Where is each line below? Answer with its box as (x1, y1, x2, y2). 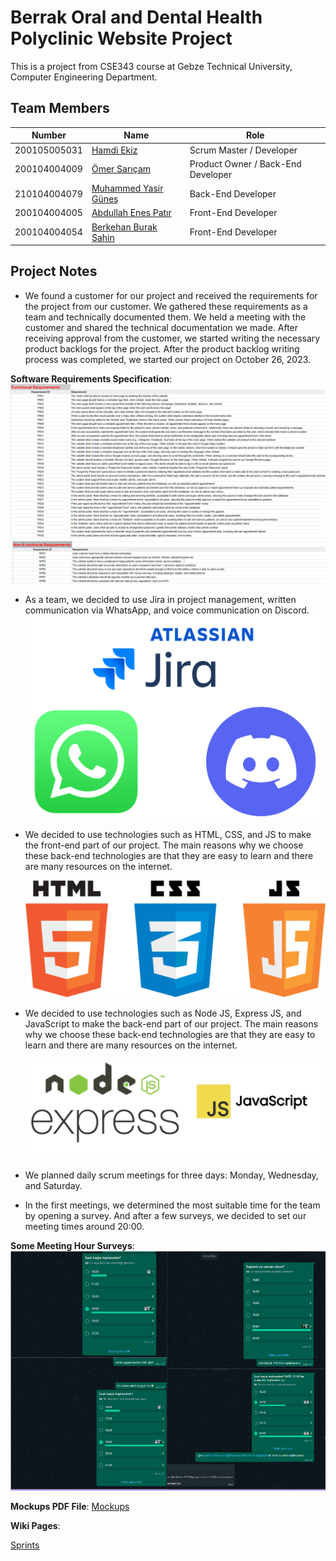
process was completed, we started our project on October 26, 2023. (24, 353, 312, 365)
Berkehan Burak (91, 221, 158, 233)
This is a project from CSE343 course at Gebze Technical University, (10, 60, 293, 72)
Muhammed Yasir (91, 182, 164, 194)
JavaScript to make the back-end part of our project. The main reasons (24, 1017, 319, 1030)
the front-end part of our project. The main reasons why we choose (24, 839, 304, 851)
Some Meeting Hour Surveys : (10, 1239, 135, 1251)
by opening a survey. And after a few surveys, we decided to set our (24, 1209, 307, 1221)
